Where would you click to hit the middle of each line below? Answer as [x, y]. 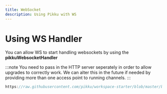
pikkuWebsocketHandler [32, 58]
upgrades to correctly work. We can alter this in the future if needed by [78, 73]
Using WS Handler [44, 39]
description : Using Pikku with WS [41, 14]
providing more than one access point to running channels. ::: [68, 78]
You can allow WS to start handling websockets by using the [67, 52]
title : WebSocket [23, 10]
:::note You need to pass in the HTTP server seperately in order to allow [78, 67]
